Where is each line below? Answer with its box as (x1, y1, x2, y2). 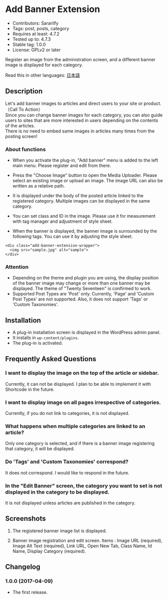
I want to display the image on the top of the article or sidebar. (5, 370, 159, 377)
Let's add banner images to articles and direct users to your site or (5, 100, 143, 106)
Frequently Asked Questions (5, 355, 97, 363)
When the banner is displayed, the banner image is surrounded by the (12, 228, 157, 234)
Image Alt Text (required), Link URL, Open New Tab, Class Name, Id (12, 543, 152, 549)
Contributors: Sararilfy (12, 20, 59, 26)
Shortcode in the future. (5, 386, 55, 392)
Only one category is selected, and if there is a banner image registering (5, 440, 155, 446)
